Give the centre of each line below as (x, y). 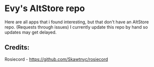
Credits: (17, 47)
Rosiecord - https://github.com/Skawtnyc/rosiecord (56, 59)
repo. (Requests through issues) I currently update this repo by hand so (76, 27)
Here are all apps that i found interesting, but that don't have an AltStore (77, 22)
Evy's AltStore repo (45, 8)
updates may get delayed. (31, 32)
